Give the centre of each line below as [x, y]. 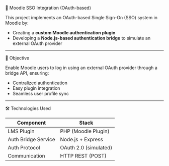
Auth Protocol [24, 148]
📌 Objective [17, 58]
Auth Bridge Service [31, 140]
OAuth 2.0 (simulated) [86, 148]
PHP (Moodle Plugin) [85, 131]
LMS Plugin [21, 131]
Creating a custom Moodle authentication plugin [64, 33]
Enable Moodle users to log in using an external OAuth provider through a [81, 68]
